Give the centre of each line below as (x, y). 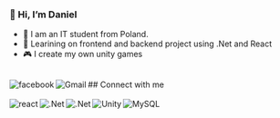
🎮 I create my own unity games (83, 54)
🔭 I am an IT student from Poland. (85, 34)
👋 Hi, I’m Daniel (43, 15)
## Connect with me (126, 84)
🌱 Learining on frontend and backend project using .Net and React (147, 44)
